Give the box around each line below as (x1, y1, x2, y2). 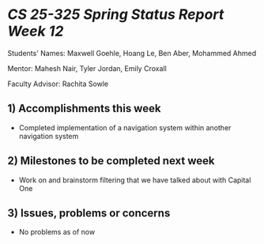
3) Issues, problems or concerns (7, 206, 171, 220)
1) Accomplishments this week (7, 102, 161, 115)
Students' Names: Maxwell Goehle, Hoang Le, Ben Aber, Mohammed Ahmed (7, 48, 257, 58)
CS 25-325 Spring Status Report (7, 6, 224, 24)
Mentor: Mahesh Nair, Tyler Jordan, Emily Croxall (7, 63, 167, 73)
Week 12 (7, 22, 64, 40)
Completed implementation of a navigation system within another (18, 122, 232, 132)
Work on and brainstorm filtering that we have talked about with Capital (18, 175, 251, 185)
